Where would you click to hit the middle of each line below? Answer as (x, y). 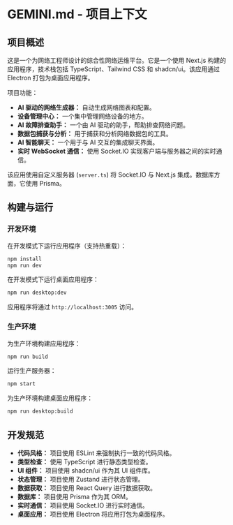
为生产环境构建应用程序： (44, 343)
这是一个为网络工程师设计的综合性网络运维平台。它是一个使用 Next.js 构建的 (117, 60)
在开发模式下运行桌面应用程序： (53, 279)
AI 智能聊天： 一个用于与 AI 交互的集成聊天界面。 (88, 142)
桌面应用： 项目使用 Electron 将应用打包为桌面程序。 (93, 515)
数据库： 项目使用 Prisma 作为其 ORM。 (75, 497)
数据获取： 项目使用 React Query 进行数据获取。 (87, 488)
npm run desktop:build (40, 412)
